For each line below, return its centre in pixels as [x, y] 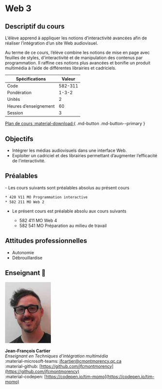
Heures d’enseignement [31, 106]
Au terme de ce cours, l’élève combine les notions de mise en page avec [78, 52]
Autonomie [23, 252]
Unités [14, 99]
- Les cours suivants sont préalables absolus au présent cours [67, 188]
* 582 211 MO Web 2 [25, 202]
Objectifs [19, 139]
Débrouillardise [27, 258]
